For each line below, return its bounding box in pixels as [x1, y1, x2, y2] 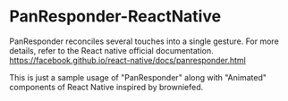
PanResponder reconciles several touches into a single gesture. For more [9, 36, 279, 46]
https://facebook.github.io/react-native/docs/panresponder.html [9, 55, 246, 65]
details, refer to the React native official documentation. [9, 45, 215, 55]
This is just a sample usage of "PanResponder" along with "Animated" [9, 72, 267, 82]
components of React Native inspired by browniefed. [9, 81, 204, 92]
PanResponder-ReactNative [9, 6, 222, 27]
